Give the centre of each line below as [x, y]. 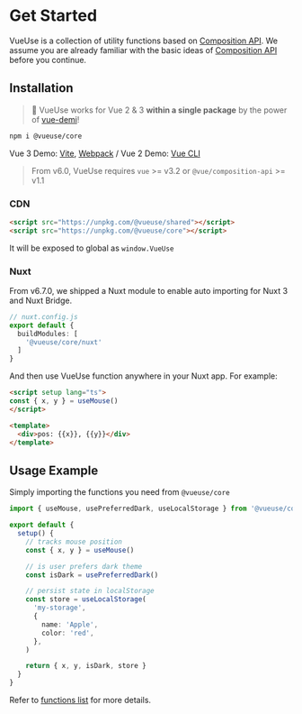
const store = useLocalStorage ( [86, 600]
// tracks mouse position [74, 542]
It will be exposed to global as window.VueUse [92, 248]
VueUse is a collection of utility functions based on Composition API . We [144, 41]
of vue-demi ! [55, 119]
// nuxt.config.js [44, 316]
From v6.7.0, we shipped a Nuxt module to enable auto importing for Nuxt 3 [149, 290]
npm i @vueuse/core [46, 136]
